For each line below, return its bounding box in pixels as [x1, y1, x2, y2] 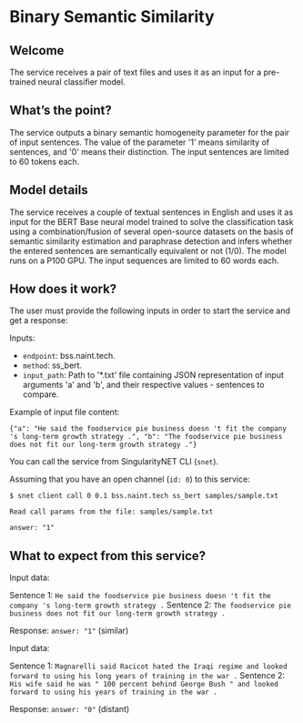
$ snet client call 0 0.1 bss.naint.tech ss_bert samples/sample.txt [9, 492, 279, 501]
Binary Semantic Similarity [9, 6, 216, 27]
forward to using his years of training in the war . [9, 687, 218, 698]
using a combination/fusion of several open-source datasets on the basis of [9, 226, 294, 237]
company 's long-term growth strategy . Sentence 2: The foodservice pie [9, 599, 291, 611]
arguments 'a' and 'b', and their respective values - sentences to [22, 380, 265, 391]
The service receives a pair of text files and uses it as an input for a [9, 66, 262, 77]
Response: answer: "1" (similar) [9, 626, 129, 636]
